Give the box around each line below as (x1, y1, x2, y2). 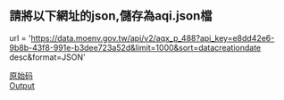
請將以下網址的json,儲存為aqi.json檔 (9, 8, 213, 24)
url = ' (9, 32, 31, 43)
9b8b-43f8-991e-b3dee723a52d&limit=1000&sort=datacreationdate (9, 42, 262, 53)
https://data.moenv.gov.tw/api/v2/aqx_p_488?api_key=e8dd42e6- (30, 32, 275, 43)
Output (9, 79, 35, 91)
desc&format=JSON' (9, 52, 87, 62)
